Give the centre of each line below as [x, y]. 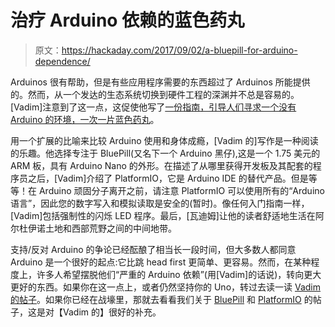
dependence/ [62, 61]
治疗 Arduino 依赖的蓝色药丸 [127, 20]
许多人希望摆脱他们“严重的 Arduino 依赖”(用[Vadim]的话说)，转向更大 [179, 274]
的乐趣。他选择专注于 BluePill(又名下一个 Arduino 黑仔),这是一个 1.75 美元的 [165, 153]
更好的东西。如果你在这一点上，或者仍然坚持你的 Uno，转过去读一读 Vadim [166, 287]
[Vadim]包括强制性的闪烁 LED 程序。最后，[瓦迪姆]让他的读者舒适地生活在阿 [167, 215]
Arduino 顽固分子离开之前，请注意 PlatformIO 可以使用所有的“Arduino [181, 190]
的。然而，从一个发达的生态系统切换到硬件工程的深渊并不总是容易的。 [155, 94]
